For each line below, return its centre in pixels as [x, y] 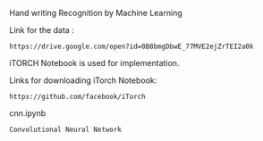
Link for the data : [42, 30]
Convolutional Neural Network [66, 129]
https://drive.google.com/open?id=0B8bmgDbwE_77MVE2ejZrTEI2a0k [131, 46]
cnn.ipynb [28, 113]
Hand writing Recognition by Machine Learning [96, 13]
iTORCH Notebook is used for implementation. [94, 63]
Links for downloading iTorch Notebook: [83, 80]
